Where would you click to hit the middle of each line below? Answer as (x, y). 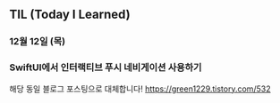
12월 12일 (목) (37, 42)
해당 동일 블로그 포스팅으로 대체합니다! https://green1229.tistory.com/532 (140, 89)
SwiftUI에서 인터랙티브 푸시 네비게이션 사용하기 (106, 67)
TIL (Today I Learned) (70, 15)
